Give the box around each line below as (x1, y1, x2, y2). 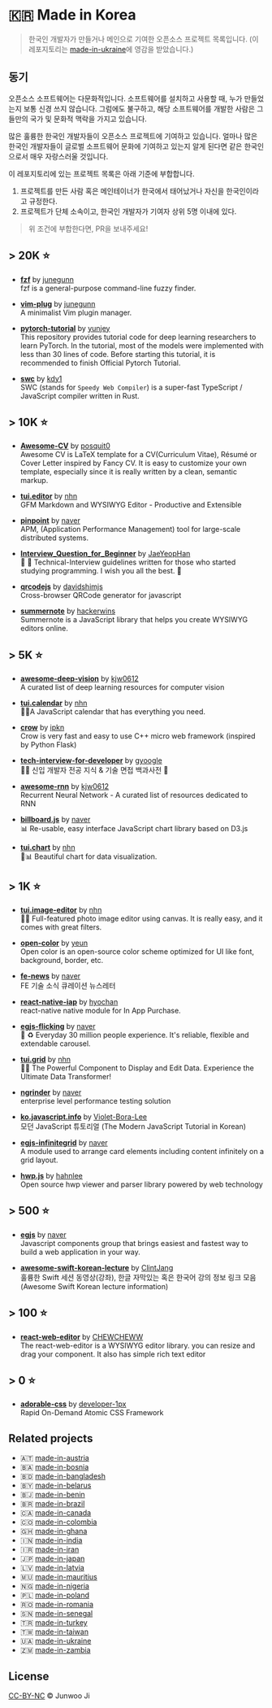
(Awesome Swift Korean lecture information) (19, 1281, 169, 1291)
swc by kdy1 (19, 373, 63, 383)
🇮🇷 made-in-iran (19, 1545, 80, 1554)
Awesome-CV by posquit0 (19, 441, 111, 451)
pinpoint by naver (19, 516, 81, 525)
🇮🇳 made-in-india (19, 1536, 83, 1545)
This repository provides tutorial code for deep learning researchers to (19, 332, 257, 342)
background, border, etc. (19, 956, 104, 965)
